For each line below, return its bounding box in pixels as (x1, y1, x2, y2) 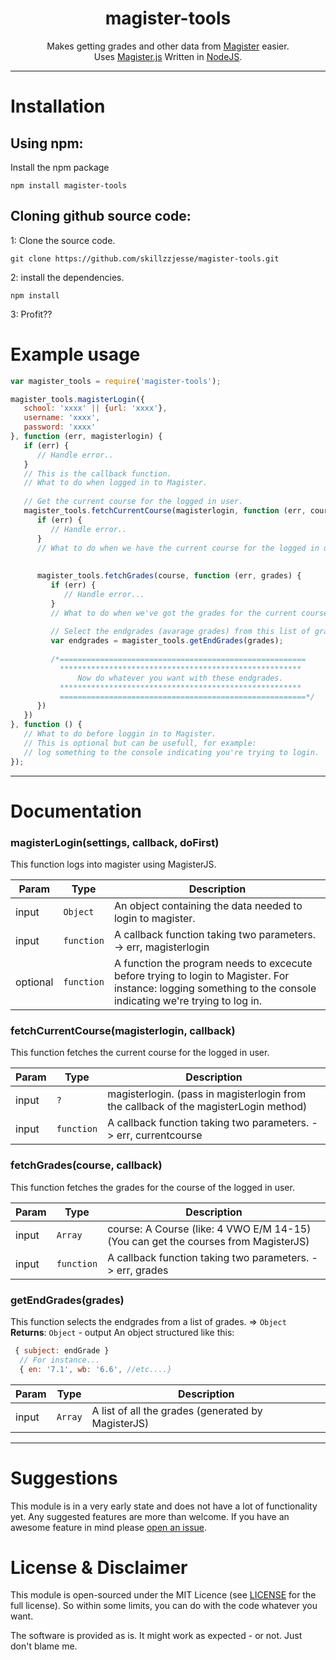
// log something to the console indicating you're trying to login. (23, 747, 320, 757)
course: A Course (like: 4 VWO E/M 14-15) (107, 1222, 312, 1236)
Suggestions (10, 1467, 118, 1489)
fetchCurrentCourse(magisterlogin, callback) (10, 1023, 236, 1037)
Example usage (10, 343, 141, 366)
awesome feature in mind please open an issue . (10, 1521, 208, 1533)
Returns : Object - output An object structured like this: (10, 1326, 235, 1338)
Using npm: (10, 135, 84, 152)
